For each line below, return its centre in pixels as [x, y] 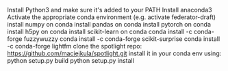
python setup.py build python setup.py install [71, 60]
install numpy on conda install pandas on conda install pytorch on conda [109, 24]
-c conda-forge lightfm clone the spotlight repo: [75, 46]
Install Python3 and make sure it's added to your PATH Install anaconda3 [110, 10]
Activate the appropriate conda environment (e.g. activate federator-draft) [112, 17]
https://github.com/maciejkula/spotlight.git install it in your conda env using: [114, 53]
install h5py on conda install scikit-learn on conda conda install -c [100, 31]
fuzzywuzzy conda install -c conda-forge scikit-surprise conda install [122, 39]
